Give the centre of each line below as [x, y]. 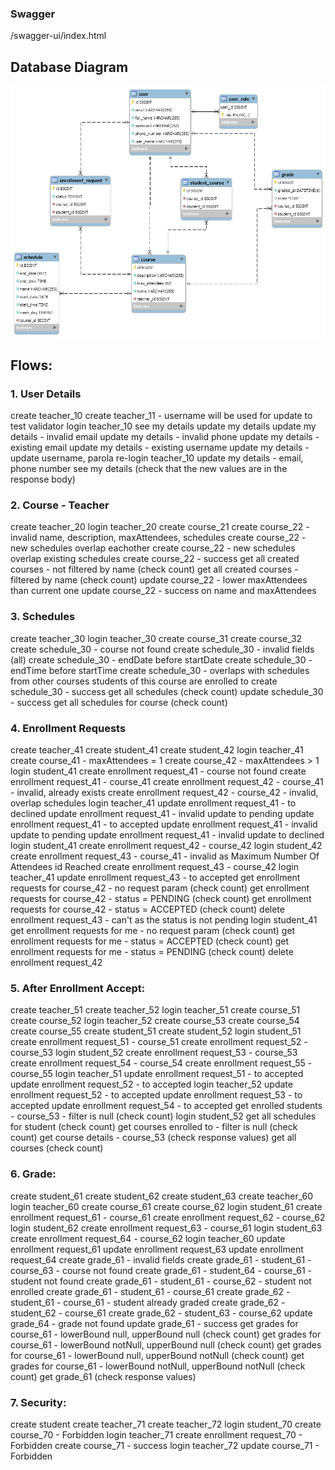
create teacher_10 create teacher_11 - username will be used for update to [161, 416]
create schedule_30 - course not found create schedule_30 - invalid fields [162, 649]
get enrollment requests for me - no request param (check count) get [153, 931]
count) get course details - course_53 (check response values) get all [153, 1138]
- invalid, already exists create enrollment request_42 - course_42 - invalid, [164, 793]
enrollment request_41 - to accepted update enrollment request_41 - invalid [164, 824]
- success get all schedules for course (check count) [119, 702]
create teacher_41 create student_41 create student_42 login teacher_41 [157, 750]
